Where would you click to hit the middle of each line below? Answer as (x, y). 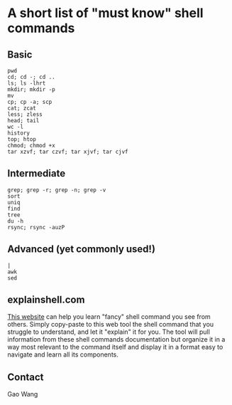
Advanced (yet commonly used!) (82, 249)
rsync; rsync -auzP (36, 227)
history (19, 133)
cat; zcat (22, 108)
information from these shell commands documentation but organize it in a (116, 340)
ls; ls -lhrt (27, 83)
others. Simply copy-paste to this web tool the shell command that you (111, 325)
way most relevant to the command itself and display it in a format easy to (115, 347)
